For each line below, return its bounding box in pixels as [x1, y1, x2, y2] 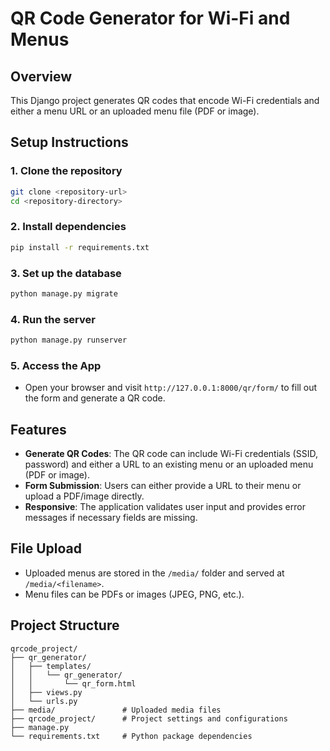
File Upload [10, 540, 83, 557]
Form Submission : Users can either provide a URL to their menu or [24, 480, 302, 492]
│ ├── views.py [10, 687, 83, 697]
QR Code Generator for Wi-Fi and [10, 7, 291, 30]
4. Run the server [10, 312, 96, 326]
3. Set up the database [10, 266, 122, 280]
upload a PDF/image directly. [24, 490, 145, 502]
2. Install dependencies [10, 220, 127, 234]
